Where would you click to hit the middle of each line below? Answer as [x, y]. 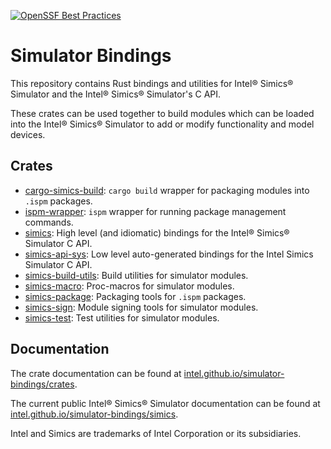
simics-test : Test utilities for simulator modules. [122, 317]
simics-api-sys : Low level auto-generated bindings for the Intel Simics [169, 254]
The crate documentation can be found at [96, 373]
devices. [28, 134]
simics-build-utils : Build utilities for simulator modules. [136, 275]
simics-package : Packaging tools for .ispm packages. [135, 296]
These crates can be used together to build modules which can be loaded [162, 113]
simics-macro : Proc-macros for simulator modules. [129, 286]
